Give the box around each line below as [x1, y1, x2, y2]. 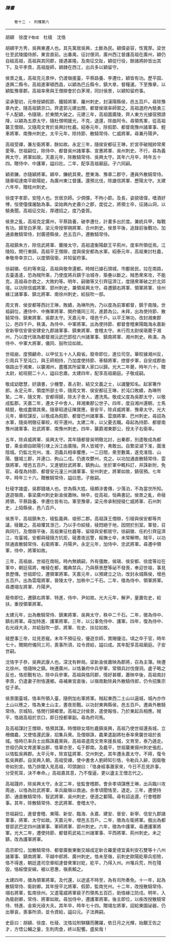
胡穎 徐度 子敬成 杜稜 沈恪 [5, 34, 66, 40]
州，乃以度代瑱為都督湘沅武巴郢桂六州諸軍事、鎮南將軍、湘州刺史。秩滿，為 [5, 334, 166, 340]
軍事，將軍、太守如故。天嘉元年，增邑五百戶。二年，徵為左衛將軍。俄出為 [5, 817, 161, 823]
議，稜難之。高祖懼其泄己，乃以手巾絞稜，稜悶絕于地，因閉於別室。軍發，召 [5, 522, 166, 528]
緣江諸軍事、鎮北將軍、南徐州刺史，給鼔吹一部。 [5, 291, 108, 297]
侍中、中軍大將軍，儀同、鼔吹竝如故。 [5, 340, 85, 346]
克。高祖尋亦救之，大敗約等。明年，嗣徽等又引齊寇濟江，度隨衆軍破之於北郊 [5, 278, 166, 284]
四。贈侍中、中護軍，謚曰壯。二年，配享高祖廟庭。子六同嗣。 [5, 160, 135, 166]
